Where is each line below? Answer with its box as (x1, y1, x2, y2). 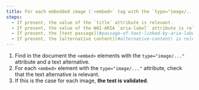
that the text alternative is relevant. (14, 71, 99, 78)
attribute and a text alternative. (14, 58, 90, 65)
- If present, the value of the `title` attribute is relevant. (11, 19, 174, 25)
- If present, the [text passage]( (11, 31, 99, 36)
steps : (6, 14, 23, 20)
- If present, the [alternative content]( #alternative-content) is (11, 36, 182, 42)
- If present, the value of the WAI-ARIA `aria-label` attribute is (11, 25, 184, 31)
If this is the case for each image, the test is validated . (14, 77, 149, 84)
